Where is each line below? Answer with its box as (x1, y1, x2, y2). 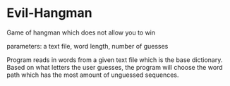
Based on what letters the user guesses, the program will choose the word (6, 63, 223, 71)
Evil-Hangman (6, 5, 92, 21)
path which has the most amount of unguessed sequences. (6, 70, 179, 79)
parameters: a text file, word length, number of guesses (6, 42, 169, 50)
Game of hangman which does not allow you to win (6, 28, 156, 37)
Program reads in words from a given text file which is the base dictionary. (6, 55, 223, 64)
